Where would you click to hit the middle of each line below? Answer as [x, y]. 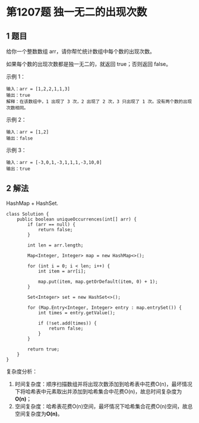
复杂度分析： [22, 371]
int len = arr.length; [56, 245]
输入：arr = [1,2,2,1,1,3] [38, 89]
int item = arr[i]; [62, 271]
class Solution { [28, 214]
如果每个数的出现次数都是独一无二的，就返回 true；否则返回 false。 [89, 64]
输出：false [20, 138]
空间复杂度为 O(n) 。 [39, 413]
